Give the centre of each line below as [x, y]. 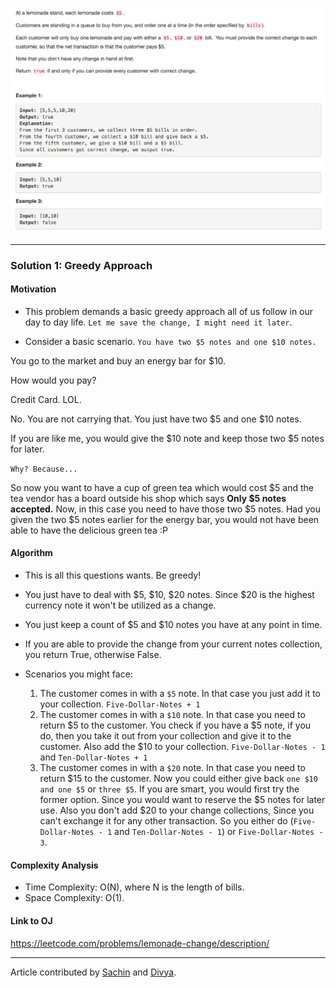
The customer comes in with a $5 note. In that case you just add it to [180, 694]
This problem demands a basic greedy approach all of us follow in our [169, 311]
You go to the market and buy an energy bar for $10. [118, 360]
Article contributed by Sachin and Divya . [93, 972]
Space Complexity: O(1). [74, 898]
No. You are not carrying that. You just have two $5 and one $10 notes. [156, 419]
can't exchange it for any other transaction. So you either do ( [166, 821]
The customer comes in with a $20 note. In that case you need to [172, 768]
